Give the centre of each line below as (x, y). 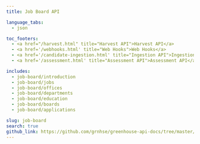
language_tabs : (25, 22)
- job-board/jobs (33, 82)
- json (20, 28)
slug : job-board (26, 120)
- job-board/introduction (44, 77)
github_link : (22, 132)
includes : (18, 71)
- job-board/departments (42, 93)
